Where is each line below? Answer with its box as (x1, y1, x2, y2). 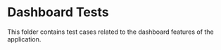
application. (7, 35, 42, 43)
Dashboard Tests (7, 4, 109, 20)
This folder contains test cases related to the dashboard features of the (7, 27, 214, 36)
